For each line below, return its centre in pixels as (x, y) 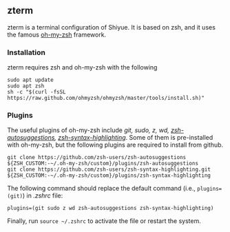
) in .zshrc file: (43, 196)
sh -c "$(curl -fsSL (37, 92)
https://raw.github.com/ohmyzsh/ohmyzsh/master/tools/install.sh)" (106, 98)
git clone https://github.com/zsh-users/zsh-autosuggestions (97, 158)
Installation (27, 52)
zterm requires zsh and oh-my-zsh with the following (82, 67)
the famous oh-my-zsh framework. (57, 34)
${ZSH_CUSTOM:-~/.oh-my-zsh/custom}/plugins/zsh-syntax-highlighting (109, 176)
